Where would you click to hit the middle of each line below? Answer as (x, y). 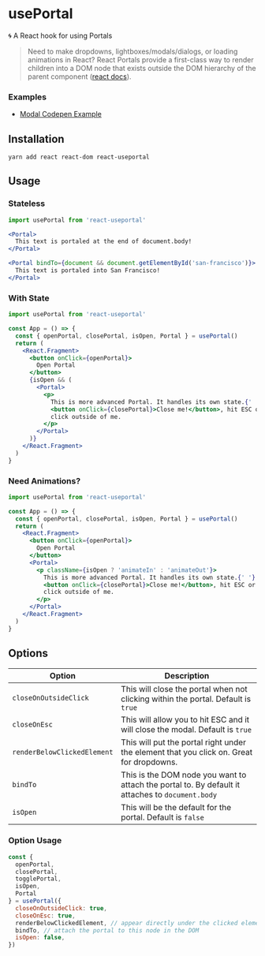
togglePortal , (38, 879)
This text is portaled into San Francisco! (88, 271)
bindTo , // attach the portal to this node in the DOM (107, 930)
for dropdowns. (149, 762)
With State (29, 298)
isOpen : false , (40, 938)
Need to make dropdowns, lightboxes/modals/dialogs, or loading (132, 51)
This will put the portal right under (184, 742)
